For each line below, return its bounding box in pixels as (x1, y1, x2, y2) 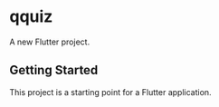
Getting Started (9, 63, 99, 78)
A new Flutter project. (9, 36, 90, 47)
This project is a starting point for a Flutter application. (9, 86, 212, 97)
